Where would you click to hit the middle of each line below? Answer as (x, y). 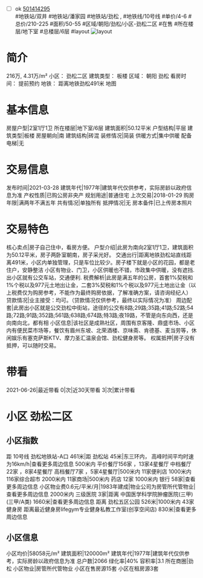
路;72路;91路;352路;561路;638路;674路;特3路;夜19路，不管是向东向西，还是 (100, 315)
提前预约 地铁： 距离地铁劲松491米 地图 (67, 83)
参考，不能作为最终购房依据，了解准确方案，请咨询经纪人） (117, 292)
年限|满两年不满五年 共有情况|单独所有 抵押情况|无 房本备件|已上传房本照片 (99, 202)
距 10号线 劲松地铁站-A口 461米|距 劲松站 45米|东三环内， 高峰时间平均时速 (100, 456)
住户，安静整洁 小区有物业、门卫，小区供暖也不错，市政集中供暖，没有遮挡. (100, 270)
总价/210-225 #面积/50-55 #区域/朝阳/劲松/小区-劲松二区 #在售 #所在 (101, 24)
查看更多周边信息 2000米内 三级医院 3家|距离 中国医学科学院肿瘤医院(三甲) (100, 494)
